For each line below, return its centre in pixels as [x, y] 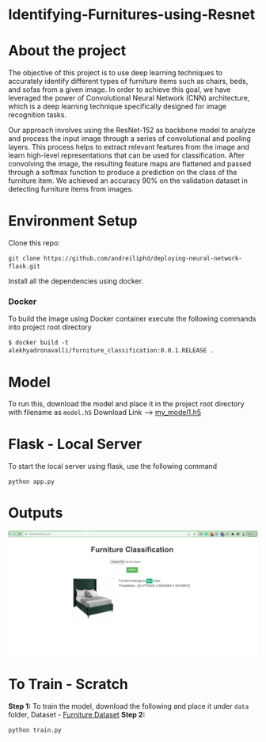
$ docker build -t [38, 343]
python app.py [32, 482]
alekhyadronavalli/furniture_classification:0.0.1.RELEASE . [111, 351]
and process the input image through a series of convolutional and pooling [129, 139]
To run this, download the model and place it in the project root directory [126, 404]
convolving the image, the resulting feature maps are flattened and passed [130, 164]
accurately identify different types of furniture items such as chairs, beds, [128, 82]
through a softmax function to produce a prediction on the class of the [123, 173]
